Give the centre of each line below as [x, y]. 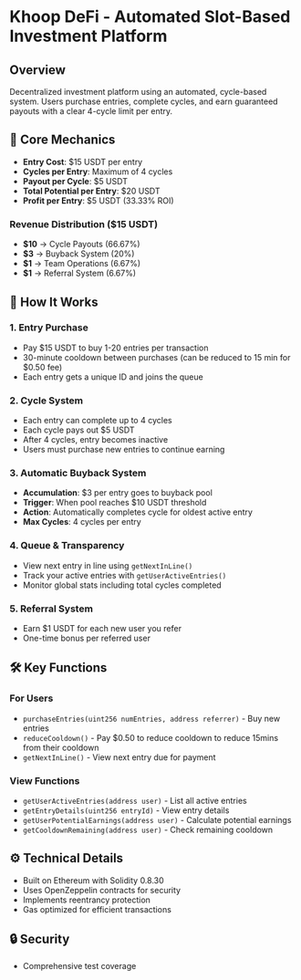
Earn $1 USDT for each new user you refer [102, 628]
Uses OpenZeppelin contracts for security [101, 890]
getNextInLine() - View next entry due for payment [119, 757]
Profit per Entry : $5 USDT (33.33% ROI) [99, 200]
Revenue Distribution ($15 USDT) [83, 224]
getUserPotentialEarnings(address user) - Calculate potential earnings [157, 819]
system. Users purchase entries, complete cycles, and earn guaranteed [144, 101]
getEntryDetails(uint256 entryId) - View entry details [126, 810]
